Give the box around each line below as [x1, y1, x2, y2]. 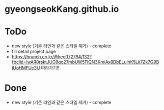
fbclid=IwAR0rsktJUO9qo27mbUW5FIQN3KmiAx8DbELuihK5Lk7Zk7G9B [11, 59, 159, 65]
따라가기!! [41, 65, 60, 71]
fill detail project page [11, 48, 56, 55]
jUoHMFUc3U [11, 65, 40, 71]
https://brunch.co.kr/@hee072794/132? [11, 54, 92, 60]
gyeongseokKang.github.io [4, 3, 119, 15]
